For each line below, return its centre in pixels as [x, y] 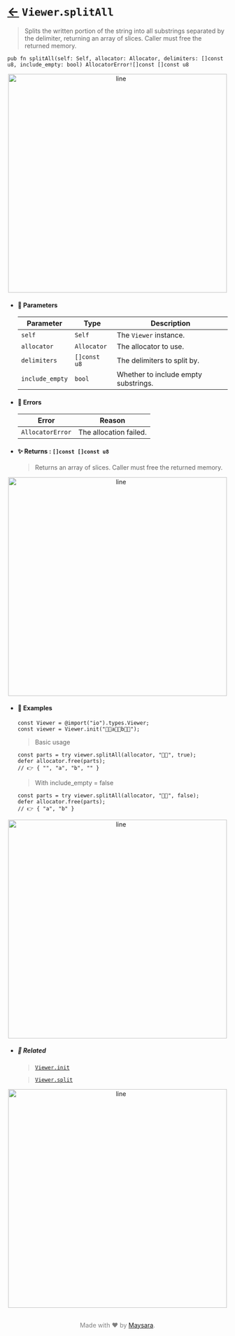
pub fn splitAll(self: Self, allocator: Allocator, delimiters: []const [115, 58]
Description [171, 323]
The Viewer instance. [151, 335]
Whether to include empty [159, 374]
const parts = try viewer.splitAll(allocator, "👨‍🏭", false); [108, 795]
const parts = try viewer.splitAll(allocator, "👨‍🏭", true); [107, 755]
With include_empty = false [74, 782]
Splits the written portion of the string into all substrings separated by [124, 31]
